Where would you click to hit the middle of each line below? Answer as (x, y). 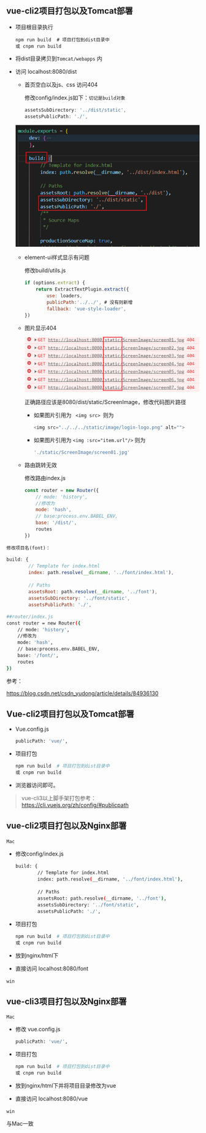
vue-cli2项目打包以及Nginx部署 (67, 826)
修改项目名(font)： (29, 548)
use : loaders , (64, 296)
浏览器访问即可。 (37, 785)
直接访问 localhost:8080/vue (51, 1099)
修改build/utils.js (45, 271)
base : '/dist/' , (56, 523)
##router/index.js (30, 617)
